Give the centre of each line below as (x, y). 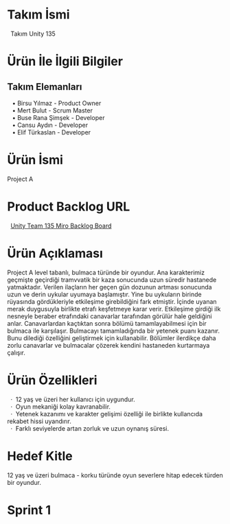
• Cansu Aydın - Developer (50, 125)
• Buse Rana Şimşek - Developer (58, 117)
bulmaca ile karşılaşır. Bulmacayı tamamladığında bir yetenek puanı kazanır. (113, 331)
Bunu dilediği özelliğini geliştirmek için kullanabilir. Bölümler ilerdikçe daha (112, 338)
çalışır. (16, 353)
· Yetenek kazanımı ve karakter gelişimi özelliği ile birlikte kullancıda (106, 414)
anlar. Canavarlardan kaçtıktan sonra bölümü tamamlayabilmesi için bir (107, 323)
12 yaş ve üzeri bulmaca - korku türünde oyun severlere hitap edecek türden (115, 475)
